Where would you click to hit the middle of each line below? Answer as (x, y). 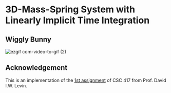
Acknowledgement (36, 68)
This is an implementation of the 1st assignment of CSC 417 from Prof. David (86, 80)
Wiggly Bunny (28, 39)
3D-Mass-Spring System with (70, 10)
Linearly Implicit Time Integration (78, 20)
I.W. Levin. (16, 85)
